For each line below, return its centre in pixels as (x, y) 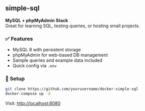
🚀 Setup (15, 79)
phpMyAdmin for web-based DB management (60, 55)
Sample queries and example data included (57, 60)
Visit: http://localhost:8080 (33, 103)
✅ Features (19, 39)
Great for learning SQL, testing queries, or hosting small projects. (72, 26)
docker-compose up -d (28, 94)
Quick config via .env (34, 66)
